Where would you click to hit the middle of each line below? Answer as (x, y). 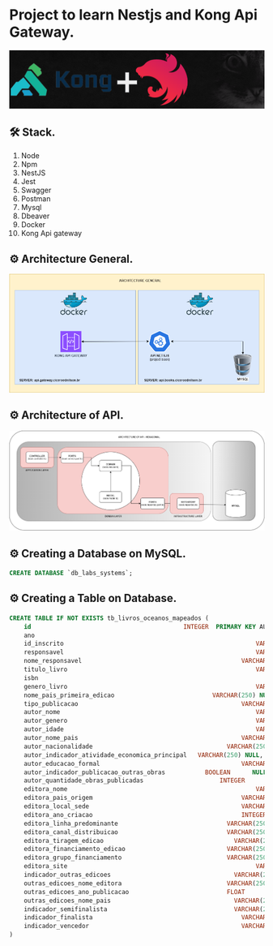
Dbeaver (35, 216)
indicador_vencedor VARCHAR (145, 927)
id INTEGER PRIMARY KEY (140, 626)
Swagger (36, 190)
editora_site (46, 866)
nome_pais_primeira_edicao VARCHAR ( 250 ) (140, 695)
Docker (33, 225)
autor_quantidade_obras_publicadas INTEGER (134, 780)
